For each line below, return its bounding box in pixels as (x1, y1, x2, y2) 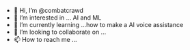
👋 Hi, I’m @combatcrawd (13, 7, 84, 14)
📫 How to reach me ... (13, 36, 77, 43)
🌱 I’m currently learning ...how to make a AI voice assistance (13, 21, 184, 28)
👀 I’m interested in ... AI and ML (13, 14, 102, 22)
